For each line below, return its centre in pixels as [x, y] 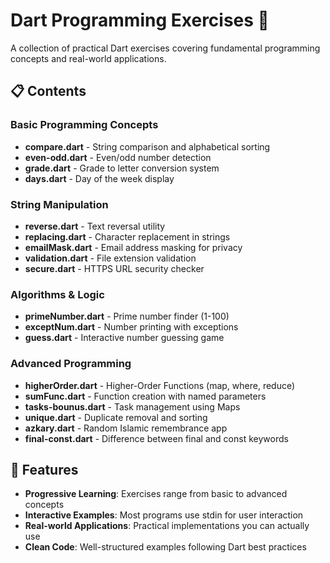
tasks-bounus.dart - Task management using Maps [132, 406]
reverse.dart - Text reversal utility [95, 226]
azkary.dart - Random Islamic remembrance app [126, 428]
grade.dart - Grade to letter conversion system [122, 168]
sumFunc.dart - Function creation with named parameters [145, 396]
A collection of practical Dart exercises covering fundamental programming [165, 48]
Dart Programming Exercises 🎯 [140, 20]
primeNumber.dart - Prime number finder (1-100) [127, 316]
